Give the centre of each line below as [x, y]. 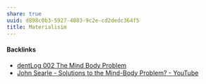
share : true [24, 14]
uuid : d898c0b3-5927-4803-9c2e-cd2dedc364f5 [73, 20]
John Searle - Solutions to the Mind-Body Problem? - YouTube [108, 73]
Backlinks [22, 49]
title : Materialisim [37, 27]
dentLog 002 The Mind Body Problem [72, 65]
